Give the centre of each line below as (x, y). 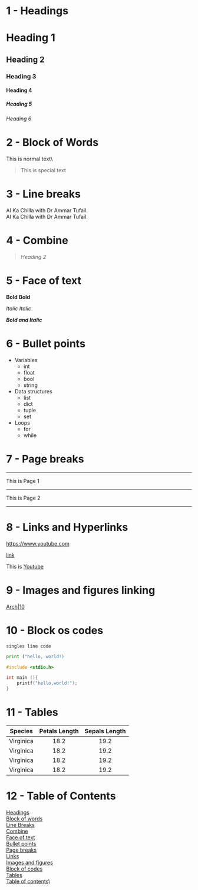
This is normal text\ (29, 159)
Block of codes (24, 869)
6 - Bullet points (46, 344)
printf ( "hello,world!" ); (47, 683)
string (31, 385)
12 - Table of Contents (61, 796)
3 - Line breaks (44, 194)
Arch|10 (16, 606)
